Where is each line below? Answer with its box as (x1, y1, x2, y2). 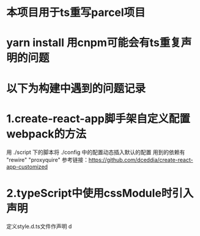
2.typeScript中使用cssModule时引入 (6, 186, 194, 200)
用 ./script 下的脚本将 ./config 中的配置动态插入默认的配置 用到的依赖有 (6, 148, 185, 156)
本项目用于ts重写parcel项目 (6, 6, 146, 20)
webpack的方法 (6, 127, 87, 141)
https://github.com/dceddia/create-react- (88, 156, 194, 163)
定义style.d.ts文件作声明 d (6, 223, 72, 230)
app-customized (6, 163, 48, 170)
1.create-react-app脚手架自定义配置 (6, 111, 191, 125)
